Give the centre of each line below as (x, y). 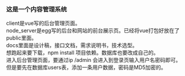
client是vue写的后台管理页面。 (44, 23)
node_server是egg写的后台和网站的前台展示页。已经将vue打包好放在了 (93, 31)
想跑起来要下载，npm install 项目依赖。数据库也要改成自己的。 (82, 53)
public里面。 (22, 38)
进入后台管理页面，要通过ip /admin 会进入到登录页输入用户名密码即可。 (94, 60)
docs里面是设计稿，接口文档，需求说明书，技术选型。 (72, 45)
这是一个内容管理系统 (36, 9)
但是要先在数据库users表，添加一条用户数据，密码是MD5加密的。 (86, 67)
